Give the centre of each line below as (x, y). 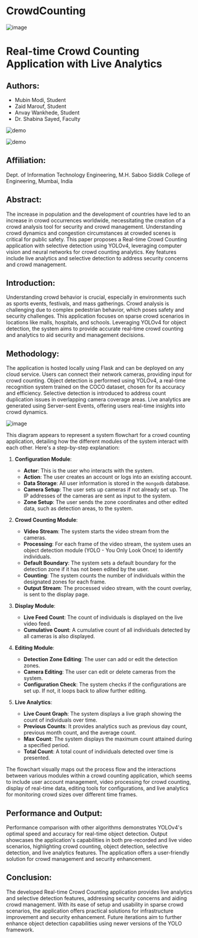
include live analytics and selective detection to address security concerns (97, 258)
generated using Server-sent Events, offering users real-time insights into (96, 406)
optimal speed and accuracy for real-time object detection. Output (87, 834)
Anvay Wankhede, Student (47, 112)
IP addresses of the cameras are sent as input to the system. (97, 496)
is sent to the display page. (56, 595)
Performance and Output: (54, 813)
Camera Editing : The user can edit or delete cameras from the (100, 672)
